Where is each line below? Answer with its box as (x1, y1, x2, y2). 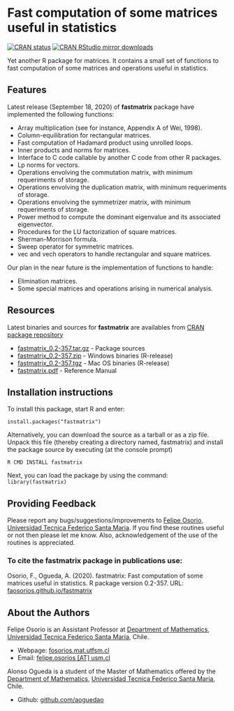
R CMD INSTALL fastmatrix (7, 459, 82, 466)
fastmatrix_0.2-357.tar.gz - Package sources (17, 344, 145, 352)
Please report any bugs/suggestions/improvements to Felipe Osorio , (7, 516, 204, 525)
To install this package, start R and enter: (7, 405, 125, 413)
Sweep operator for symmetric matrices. (17, 242, 134, 251)
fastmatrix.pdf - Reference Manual (17, 366, 117, 374)
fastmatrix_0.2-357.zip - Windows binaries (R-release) (17, 351, 173, 360)
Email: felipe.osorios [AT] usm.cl (17, 654, 110, 662)
